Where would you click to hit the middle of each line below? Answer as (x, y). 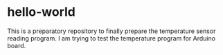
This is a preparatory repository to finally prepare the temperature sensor (111, 31)
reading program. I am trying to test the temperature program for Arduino (111, 38)
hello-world (42, 12)
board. (17, 45)
